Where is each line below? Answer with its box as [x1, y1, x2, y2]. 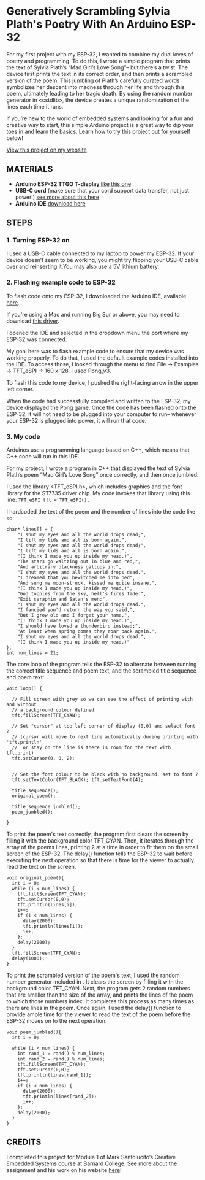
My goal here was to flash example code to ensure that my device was [6, 347, 185, 355]
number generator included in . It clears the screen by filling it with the [6, 978, 184, 985]
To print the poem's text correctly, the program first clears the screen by [6, 830, 189, 838]
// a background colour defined [12, 707, 95, 713]
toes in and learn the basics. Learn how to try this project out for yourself [6, 128, 191, 135]
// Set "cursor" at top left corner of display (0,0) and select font [12, 723, 196, 730]
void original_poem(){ [6, 875, 64, 881]
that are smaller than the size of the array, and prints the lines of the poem [6, 991, 193, 998]
